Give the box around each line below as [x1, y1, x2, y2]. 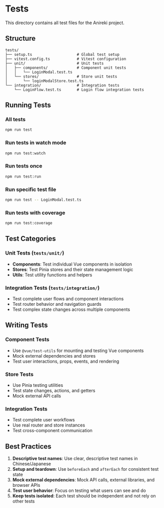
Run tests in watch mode [5, 139, 66, 146]
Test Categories [5, 234, 56, 243]
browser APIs [12, 482, 40, 488]
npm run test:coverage [5, 221, 52, 226]
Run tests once [5, 162, 42, 170]
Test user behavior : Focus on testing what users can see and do [12, 487, 146, 493]
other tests [12, 498, 35, 504]
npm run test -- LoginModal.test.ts [5, 197, 81, 202]
